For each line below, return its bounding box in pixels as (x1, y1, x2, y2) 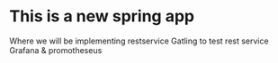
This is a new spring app (9, 6, 195, 27)
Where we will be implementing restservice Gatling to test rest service (9, 35, 269, 46)
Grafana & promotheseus (9, 44, 103, 55)
